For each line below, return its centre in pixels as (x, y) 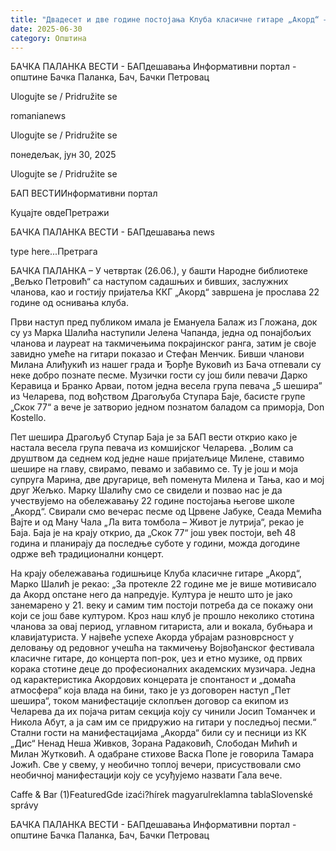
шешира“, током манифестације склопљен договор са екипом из (149, 701)
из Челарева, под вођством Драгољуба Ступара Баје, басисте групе (158, 397)
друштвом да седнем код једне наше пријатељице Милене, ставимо (157, 458)
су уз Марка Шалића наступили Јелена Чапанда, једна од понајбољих (161, 333)
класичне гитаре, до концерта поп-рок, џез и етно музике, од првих (156, 658)
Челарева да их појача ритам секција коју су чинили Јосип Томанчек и (163, 712)
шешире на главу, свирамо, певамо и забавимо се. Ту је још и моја (154, 469)
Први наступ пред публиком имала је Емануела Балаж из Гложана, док (164, 322)
